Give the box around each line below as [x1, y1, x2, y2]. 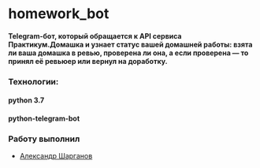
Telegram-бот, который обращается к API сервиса [8, 31, 182, 40]
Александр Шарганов [19, 151, 93, 161]
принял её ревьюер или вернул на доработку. [8, 56, 168, 65]
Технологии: [8, 76, 59, 87]
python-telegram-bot [8, 114, 80, 123]
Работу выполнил [8, 133, 80, 144]
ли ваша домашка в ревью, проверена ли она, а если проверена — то [8, 48, 249, 58]
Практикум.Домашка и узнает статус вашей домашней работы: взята [8, 39, 253, 49]
